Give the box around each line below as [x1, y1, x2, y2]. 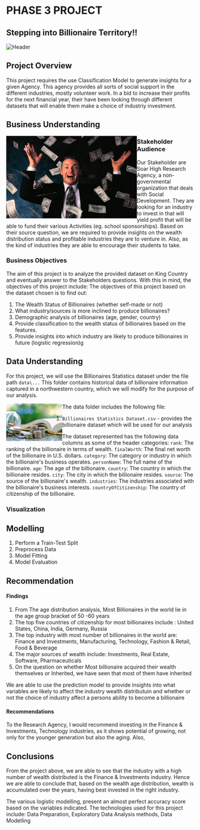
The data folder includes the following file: [62, 403, 166, 410]
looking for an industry [137, 203, 193, 210]
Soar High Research [137, 165, 186, 172]
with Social [137, 190, 164, 198]
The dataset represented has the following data [62, 432, 179, 440]
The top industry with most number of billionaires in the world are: [14, 631, 178, 639]
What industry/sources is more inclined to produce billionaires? [14, 307, 170, 314]
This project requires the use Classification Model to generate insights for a [6, 76, 192, 84]
